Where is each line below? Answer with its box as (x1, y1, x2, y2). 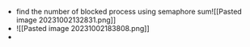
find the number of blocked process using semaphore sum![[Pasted (15, 7, 243, 16)
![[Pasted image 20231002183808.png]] (15, 24, 150, 33)
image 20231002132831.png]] (15, 15, 117, 25)
